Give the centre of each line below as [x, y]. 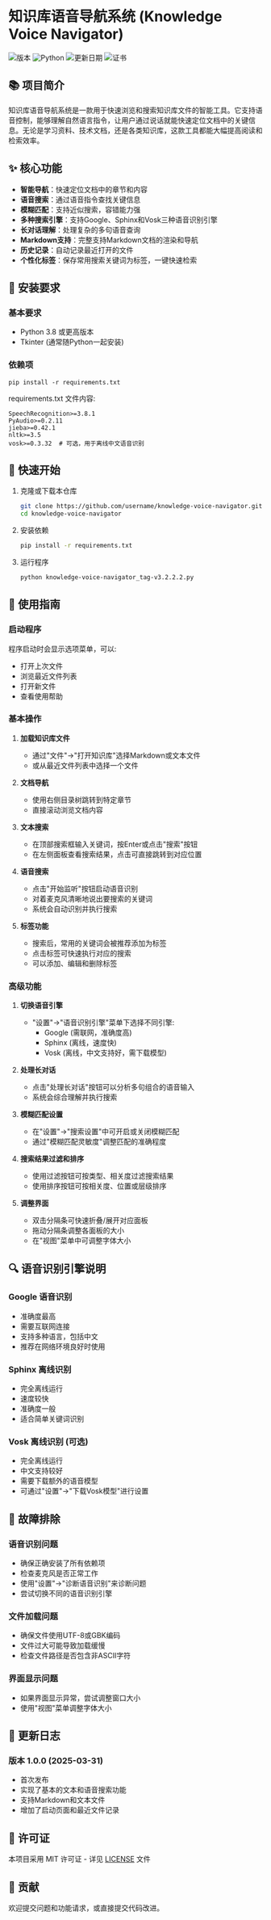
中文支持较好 [41, 1471]
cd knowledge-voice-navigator [71, 514]
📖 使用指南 [34, 605]
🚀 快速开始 [34, 470]
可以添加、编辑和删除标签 [75, 963]
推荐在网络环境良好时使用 [63, 1347]
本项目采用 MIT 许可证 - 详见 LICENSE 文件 [79, 1859]
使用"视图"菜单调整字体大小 [66, 1708]
